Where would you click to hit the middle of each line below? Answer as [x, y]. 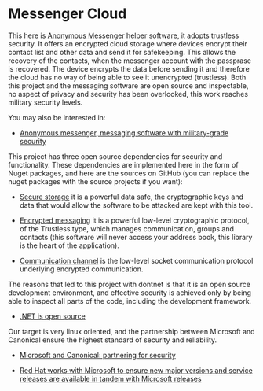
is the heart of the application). [69, 245]
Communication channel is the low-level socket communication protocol [136, 260]
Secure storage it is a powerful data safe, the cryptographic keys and [131, 197]
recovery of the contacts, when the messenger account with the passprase [130, 61]
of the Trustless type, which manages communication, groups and [126, 228]
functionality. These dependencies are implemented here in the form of [123, 164]
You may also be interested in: [57, 117]
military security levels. [46, 102]
